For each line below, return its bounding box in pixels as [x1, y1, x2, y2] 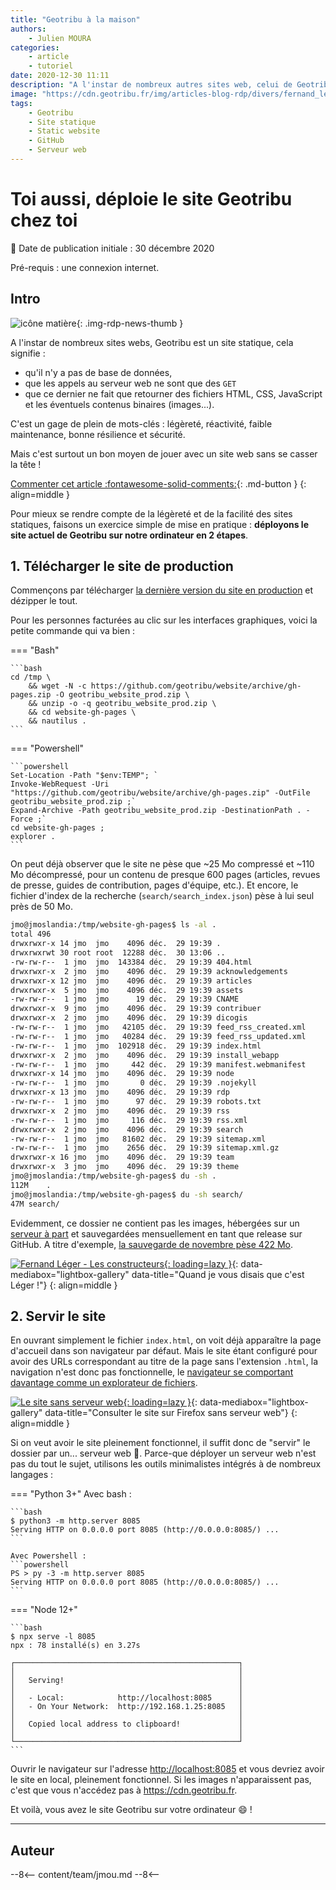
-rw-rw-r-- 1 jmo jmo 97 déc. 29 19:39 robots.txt [10, 1097, 262, 1107]
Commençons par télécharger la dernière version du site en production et [10, 584, 314, 596]
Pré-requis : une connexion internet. [10, 261, 160, 273]
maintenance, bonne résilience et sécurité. [10, 428, 186, 440]
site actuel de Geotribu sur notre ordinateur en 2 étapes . [10, 529, 249, 541]
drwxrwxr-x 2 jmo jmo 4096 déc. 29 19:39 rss [10, 1106, 230, 1116]
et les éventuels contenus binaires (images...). [24, 398, 215, 410]
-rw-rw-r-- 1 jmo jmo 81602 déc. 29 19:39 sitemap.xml [10, 1134, 267, 1144]
